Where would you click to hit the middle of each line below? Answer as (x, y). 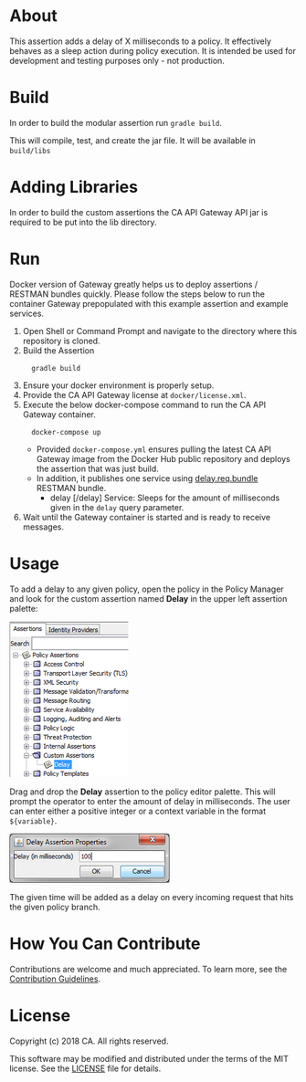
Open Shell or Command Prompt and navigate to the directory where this (160, 331)
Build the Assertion (58, 350)
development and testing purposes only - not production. (117, 60)
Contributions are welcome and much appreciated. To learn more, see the (148, 969)
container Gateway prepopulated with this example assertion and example (149, 303)
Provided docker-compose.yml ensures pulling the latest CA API (154, 449)
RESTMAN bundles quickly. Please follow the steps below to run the (137, 294)
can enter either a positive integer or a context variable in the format (138, 811)
